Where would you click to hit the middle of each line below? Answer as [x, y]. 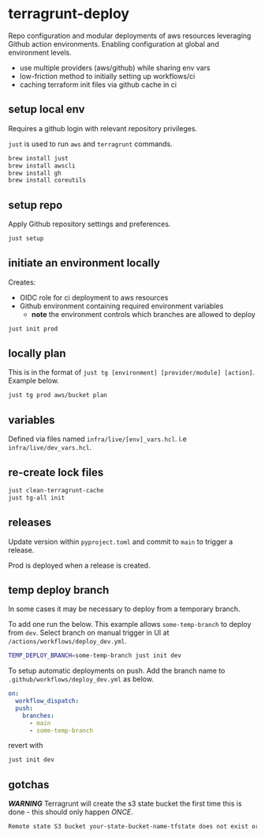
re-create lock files [56, 472]
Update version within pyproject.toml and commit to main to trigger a [121, 542]
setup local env [47, 109]
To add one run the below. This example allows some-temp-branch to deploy [130, 625]
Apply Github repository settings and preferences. [90, 224]
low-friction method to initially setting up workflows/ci [107, 76]
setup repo [35, 205]
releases [30, 523]
